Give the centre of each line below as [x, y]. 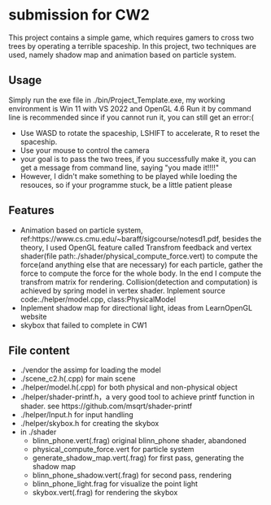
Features [31, 210]
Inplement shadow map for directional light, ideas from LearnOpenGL [136, 307]
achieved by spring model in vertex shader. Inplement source [122, 290]
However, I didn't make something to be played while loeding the [129, 176]
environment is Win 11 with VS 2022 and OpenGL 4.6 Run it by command [130, 108]
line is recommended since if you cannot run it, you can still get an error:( [131, 117]
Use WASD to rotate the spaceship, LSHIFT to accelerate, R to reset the [140, 133]
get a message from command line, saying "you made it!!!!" [120, 168]
